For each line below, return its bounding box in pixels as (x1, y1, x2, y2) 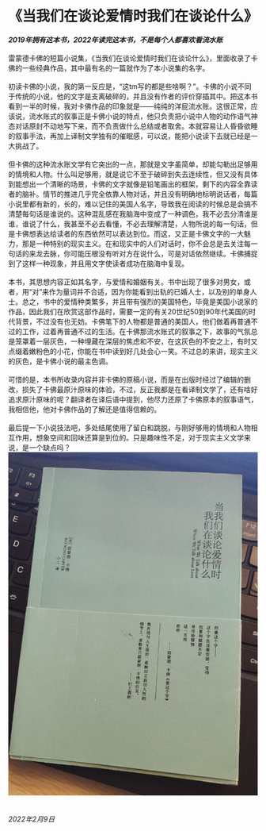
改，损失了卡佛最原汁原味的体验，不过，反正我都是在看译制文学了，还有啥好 (8, 384, 258, 394)
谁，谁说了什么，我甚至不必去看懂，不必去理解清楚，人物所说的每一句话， (8, 219, 251, 229)
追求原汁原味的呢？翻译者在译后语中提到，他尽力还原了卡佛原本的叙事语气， (8, 394, 258, 404)
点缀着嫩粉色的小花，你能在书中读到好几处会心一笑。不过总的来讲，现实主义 (8, 346, 258, 356)
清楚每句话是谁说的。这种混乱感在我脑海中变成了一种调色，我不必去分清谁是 (8, 209, 258, 218)
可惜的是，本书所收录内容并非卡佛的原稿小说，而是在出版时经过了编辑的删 (8, 375, 251, 384)
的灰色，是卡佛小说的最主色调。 (8, 356, 112, 366)
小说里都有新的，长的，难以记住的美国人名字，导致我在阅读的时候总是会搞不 (8, 199, 258, 209)
